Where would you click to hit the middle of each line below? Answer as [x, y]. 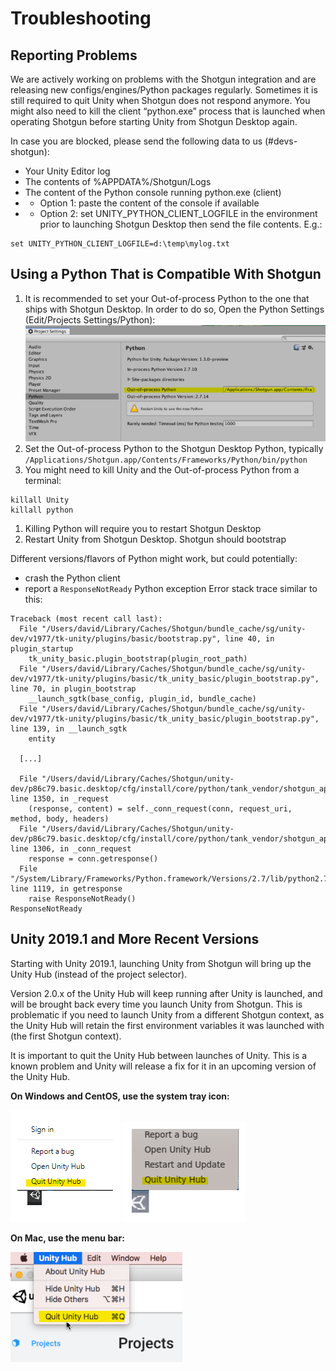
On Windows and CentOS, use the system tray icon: [120, 1096]
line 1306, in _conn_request [71, 848]
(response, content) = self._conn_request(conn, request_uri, [160, 808]
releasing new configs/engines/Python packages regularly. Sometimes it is [164, 90]
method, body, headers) [60, 818]
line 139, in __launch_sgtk [69, 728]
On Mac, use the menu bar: [67, 1238]
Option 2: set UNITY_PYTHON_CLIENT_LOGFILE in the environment [178, 213]
